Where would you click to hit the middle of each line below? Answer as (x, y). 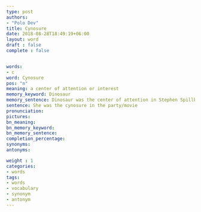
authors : (17, 17)
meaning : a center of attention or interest (63, 89)
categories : (21, 166)
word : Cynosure (25, 78)
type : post (20, 12)
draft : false (24, 45)
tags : (13, 177)
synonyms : (19, 145)
